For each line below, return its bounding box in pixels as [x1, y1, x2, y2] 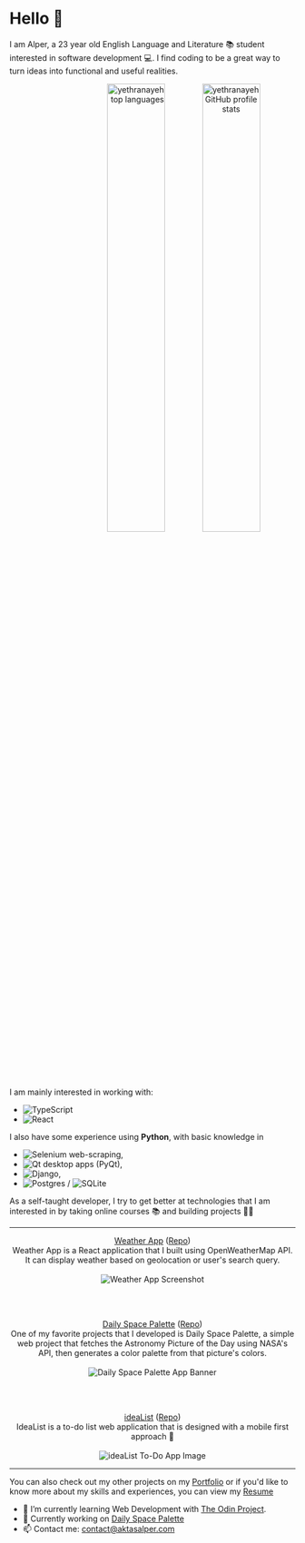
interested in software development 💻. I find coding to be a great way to [9, 52, 280, 63]
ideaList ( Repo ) [123, 1411, 182, 1422]
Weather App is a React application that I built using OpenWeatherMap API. [12, 1244, 293, 1255]
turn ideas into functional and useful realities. [9, 65, 179, 76]
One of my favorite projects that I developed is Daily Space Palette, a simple [10, 1328, 295, 1339]
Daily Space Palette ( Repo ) [103, 1318, 202, 1329]
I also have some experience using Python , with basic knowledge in [9, 1131, 264, 1142]
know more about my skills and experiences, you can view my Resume [9, 1486, 274, 1497]
